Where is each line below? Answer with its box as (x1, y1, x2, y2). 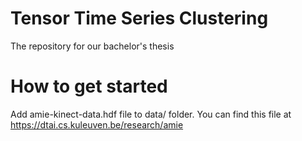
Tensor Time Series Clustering (10, 7, 269, 30)
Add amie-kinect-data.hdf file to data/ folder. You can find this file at (10, 108, 292, 120)
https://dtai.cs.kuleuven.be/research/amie (10, 118, 184, 131)
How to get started (10, 75, 168, 98)
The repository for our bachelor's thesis (10, 40, 175, 52)
